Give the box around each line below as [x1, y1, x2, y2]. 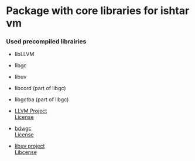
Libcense [14, 149, 37, 156]
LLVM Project [14, 107, 47, 115]
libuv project [14, 142, 45, 150]
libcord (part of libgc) [14, 85, 66, 92]
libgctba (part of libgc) [14, 96, 69, 103]
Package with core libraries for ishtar [6, 4, 190, 18]
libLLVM [14, 51, 35, 58]
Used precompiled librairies [6, 37, 87, 46]
